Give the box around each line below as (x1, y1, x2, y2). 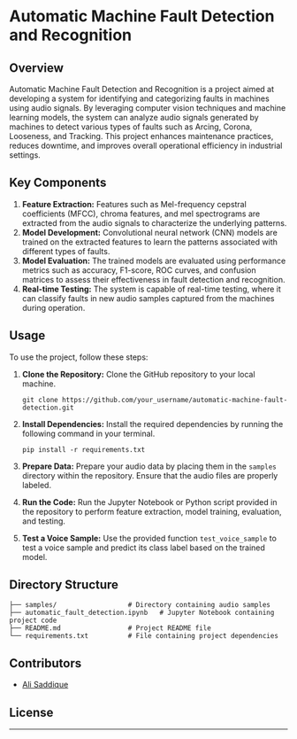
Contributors (9, 656, 82, 671)
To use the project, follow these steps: (9, 352, 148, 362)
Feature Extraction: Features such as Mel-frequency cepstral (21, 198, 247, 209)
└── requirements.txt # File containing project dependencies (9, 632, 278, 641)
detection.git (21, 403, 74, 412)
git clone (21, 395, 59, 404)
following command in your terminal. (21, 428, 156, 439)
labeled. (21, 479, 51, 490)
